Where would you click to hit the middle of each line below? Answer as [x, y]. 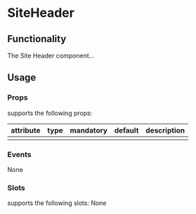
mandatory [89, 130]
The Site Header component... [51, 55]
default [126, 130]
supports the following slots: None [57, 203]
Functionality [37, 39]
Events [19, 154]
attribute [26, 130]
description [165, 130]
